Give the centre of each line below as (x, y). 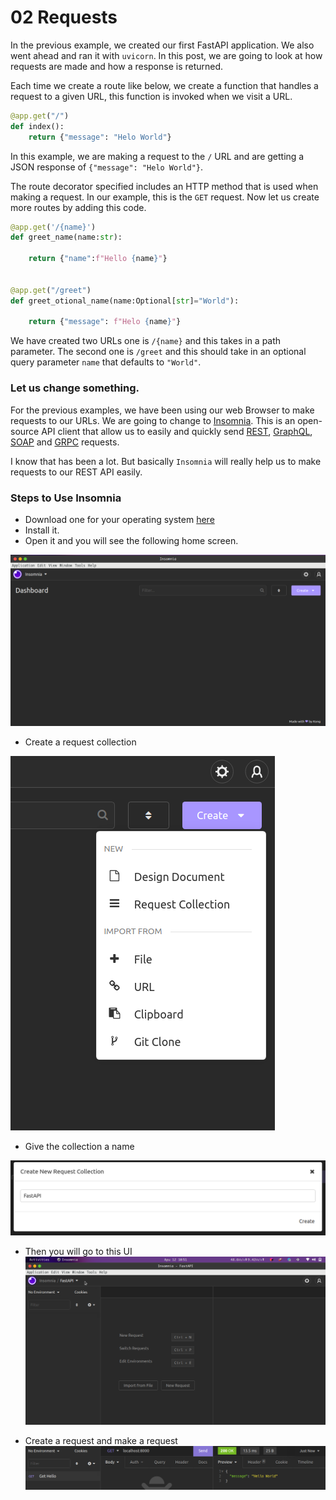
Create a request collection (80, 742)
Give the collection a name (79, 1146)
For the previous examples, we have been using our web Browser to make (162, 410)
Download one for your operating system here (119, 519)
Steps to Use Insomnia (66, 498)
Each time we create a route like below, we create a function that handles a (164, 85)
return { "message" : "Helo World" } (100, 137)
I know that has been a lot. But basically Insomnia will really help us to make (166, 461)
